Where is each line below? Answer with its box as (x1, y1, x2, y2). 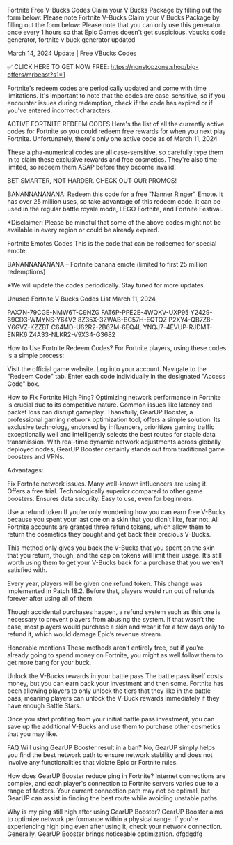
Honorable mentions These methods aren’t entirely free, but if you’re (7, 643, 204, 652)
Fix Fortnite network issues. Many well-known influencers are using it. (7, 479, 208, 488)
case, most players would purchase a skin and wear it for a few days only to (7, 622, 225, 631)
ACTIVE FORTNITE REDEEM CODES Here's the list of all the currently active (7, 120, 225, 128)
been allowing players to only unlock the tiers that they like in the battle (7, 687, 211, 695)
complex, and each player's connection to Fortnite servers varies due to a (7, 779, 219, 787)
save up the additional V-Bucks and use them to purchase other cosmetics (7, 722, 221, 731)
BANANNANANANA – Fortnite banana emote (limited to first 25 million (7, 260, 208, 268)
